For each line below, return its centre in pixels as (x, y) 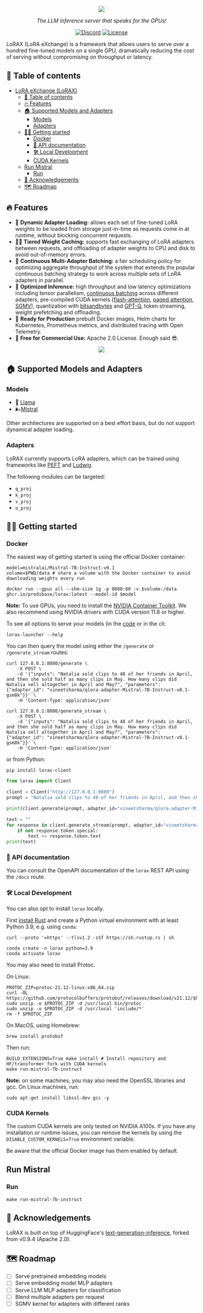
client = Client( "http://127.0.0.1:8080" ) (60, 792)
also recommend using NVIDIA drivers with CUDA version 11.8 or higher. (96, 612)
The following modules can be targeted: (56, 476)
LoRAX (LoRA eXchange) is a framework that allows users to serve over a (98, 44)
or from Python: (26, 759)
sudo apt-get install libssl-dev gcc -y (58, 1098)
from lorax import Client (39, 781)
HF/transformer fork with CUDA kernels (56, 1064)
